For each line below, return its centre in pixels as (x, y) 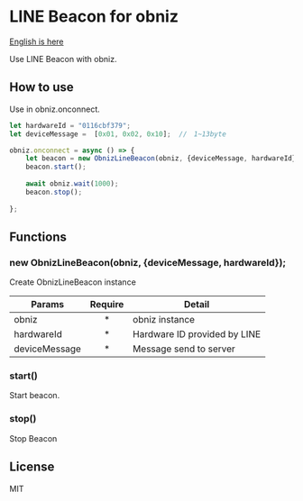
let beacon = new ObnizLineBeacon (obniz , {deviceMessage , (137, 159)
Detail (197, 305)
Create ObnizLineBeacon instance (73, 282)
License (32, 467)
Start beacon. (35, 396)
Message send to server (184, 349)
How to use (41, 87)
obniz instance (164, 320)
